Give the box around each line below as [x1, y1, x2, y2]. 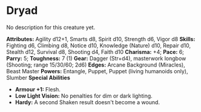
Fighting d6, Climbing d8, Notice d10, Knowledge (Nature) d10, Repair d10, [6, 42, 191, 49]
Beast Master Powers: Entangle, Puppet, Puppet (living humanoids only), [6, 67, 188, 74]
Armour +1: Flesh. [15, 85, 61, 93]
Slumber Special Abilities [6, 74, 71, 81]
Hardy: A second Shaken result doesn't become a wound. [15, 98, 160, 106]
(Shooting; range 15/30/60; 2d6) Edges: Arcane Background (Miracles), [6, 61, 186, 68]
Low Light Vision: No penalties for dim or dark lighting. [15, 92, 153, 99]
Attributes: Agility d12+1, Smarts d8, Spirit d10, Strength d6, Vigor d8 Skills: [6, 35, 196, 42]
